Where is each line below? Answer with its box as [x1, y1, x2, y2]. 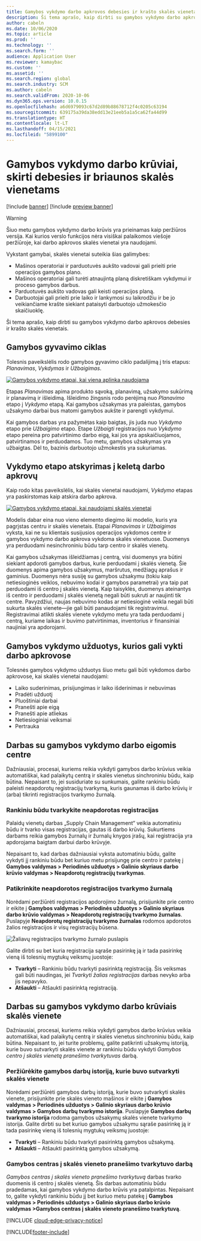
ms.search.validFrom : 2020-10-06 [6, 92, 90, 98]
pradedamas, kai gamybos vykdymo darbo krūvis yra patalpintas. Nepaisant [6, 1186, 194, 1194]
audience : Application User [6, 53, 77, 59]
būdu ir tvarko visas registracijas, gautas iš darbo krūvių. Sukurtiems [6, 826, 175, 833]
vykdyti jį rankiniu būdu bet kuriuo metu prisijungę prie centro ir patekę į [6, 857, 184, 864]
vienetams [6, 183, 60, 197]
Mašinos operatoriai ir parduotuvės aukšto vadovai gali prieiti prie [14, 262, 176, 269]
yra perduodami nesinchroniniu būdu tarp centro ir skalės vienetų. [6, 542, 169, 549]
